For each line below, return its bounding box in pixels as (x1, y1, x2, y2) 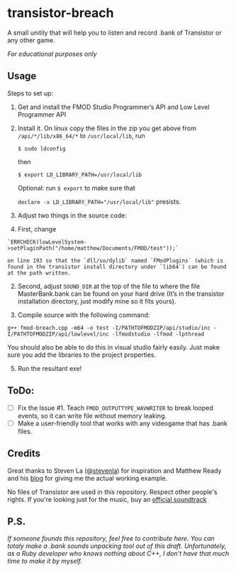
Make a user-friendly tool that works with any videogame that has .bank (17, 419, 228, 428)
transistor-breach (7, 5, 115, 21)
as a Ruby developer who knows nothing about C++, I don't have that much (7, 549, 230, 558)
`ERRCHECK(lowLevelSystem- (7, 239, 87, 246)
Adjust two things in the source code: (17, 211, 128, 219)
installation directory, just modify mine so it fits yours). (17, 297, 176, 305)
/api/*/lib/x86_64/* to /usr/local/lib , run (17, 131, 145, 139)
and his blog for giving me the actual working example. (7, 474, 168, 482)
